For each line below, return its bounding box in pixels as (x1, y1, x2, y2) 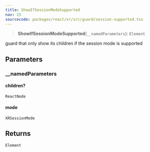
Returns (5, 129, 31, 138)
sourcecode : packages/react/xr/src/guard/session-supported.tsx (5, 17, 143, 22)
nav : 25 (5, 12, 22, 17)
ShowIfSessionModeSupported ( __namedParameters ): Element (17, 31, 145, 37)
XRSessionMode (5, 116, 35, 121)
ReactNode (5, 94, 26, 99)
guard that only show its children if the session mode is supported (5, 40, 143, 46)
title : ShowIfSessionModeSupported (5, 7, 80, 13)
